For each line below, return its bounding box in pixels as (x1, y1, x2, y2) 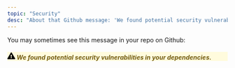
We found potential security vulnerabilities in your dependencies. (16, 53, 212, 62)
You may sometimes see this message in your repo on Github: (7, 35, 186, 44)
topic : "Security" (7, 10, 61, 17)
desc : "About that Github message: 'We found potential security (7, 17, 201, 24)
